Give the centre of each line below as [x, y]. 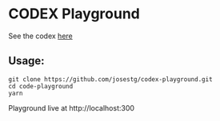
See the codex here [41, 36]
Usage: [27, 61]
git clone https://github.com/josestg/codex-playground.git [111, 79]
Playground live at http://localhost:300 [71, 107]
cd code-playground [41, 86]
